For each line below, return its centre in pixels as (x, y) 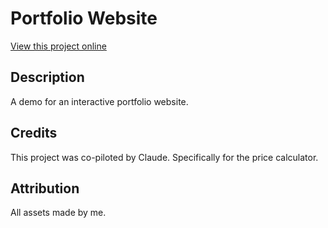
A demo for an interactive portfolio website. (99, 101)
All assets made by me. (58, 213)
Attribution (45, 188)
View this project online (58, 46)
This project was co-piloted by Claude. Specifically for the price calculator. (164, 157)
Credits (34, 133)
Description (47, 77)
